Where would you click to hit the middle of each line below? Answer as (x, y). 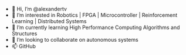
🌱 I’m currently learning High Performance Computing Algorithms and (96, 27)
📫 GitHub (24, 46)
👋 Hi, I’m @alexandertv (39, 9)
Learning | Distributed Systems (49, 21)
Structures (24, 34)
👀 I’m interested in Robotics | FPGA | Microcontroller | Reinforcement (94, 15)
